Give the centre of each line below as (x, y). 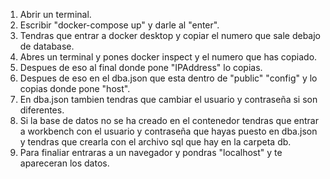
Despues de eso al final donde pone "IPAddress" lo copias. (141, 67)
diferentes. (42, 110)
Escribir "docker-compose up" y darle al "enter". (119, 25)
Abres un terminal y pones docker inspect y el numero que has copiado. (168, 57)
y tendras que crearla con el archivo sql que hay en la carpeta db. (155, 142)
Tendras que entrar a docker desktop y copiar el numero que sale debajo (170, 35)
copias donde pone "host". (75, 88)
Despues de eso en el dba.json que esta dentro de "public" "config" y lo (168, 78)
